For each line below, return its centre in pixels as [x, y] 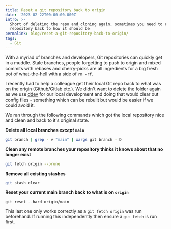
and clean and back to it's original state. [47, 120]
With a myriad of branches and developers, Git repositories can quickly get [84, 57]
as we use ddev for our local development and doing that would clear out [82, 94]
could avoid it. [20, 105]
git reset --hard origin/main [37, 202]
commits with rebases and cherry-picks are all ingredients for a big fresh [82, 68]
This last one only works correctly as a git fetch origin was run [74, 211]
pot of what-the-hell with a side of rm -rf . [49, 74]
